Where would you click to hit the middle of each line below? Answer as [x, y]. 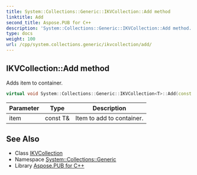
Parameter [24, 108]
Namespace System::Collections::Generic [65, 160]
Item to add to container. [109, 118]
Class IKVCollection [39, 153]
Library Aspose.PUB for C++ [49, 166]
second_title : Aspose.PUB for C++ [49, 22]
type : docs [20, 34]
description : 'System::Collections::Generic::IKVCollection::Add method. [99, 28]
